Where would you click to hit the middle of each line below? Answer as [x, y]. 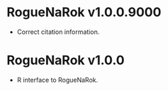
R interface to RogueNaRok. [57, 80]
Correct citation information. [58, 32]
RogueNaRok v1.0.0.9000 [84, 12]
